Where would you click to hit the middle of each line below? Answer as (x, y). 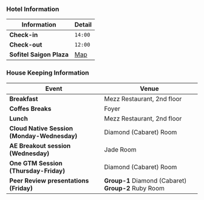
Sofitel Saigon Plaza (39, 55)
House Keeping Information (48, 73)
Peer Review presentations (49, 181)
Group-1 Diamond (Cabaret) (145, 181)
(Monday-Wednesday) (43, 136)
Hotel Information (33, 9)
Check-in (24, 35)
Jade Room (120, 149)
